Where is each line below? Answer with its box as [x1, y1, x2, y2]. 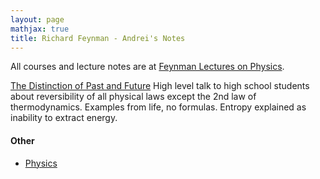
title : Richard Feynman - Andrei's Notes [10, 33, 186, 43]
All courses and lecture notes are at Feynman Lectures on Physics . [10, 61, 285, 73]
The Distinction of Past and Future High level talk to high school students [10, 80, 310, 92]
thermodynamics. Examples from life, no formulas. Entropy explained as [10, 101, 307, 113]
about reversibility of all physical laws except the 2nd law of [10, 91, 257, 103]
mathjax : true [10, 24, 70, 34]
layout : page [10, 14, 65, 25]
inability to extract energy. [10, 112, 118, 124]
